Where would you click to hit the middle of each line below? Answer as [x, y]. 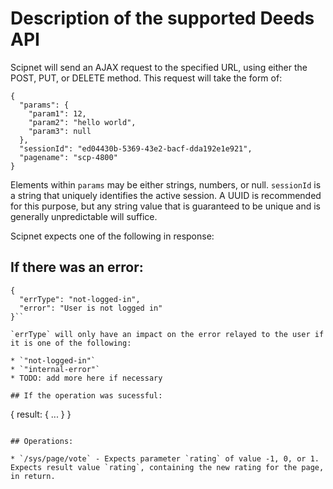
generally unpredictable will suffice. [84, 216]
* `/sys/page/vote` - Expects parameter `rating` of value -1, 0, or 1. [165, 458]
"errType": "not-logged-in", [80, 299]
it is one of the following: [71, 343]
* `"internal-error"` [55, 369]
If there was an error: [77, 267]
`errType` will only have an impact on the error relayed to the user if [167, 334]
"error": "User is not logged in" [91, 308]
